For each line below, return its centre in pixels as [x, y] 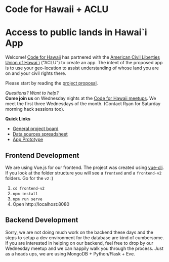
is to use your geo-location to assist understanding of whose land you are [82, 68]
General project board [35, 129]
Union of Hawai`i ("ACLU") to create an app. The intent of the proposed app [84, 63]
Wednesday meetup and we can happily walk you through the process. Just [84, 248]
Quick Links [18, 119]
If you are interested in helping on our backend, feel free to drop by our [79, 243]
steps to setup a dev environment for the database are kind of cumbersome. [85, 237]
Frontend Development [42, 155]
